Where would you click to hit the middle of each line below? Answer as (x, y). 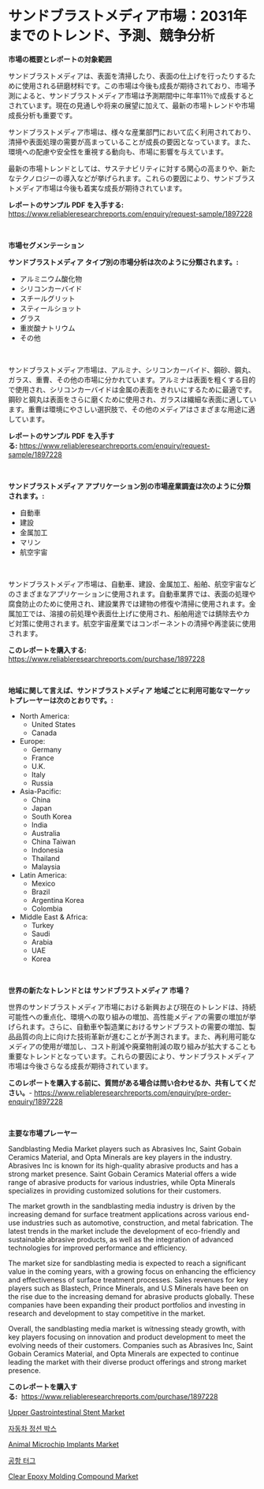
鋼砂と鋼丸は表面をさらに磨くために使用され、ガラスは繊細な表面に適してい (132, 399)
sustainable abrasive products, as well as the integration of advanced (121, 1239)
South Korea (52, 816)
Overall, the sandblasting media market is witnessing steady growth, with (127, 1328)
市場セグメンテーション (46, 245)
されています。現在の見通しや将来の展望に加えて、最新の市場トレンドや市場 (132, 105)
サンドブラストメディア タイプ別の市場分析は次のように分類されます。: (123, 262)
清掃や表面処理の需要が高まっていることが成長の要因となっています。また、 (132, 142)
